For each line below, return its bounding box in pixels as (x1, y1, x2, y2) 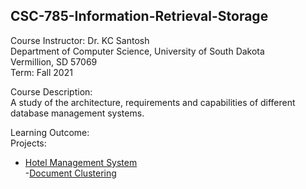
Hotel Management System (24, 156, 138, 168)
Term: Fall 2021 (10, 66, 73, 78)
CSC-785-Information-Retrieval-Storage (10, 8, 269, 25)
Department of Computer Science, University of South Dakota (10, 45, 265, 57)
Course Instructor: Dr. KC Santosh (10, 34, 150, 46)
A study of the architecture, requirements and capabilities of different (10, 96, 296, 108)
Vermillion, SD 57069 (10, 55, 98, 68)
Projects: (10, 137, 47, 149)
